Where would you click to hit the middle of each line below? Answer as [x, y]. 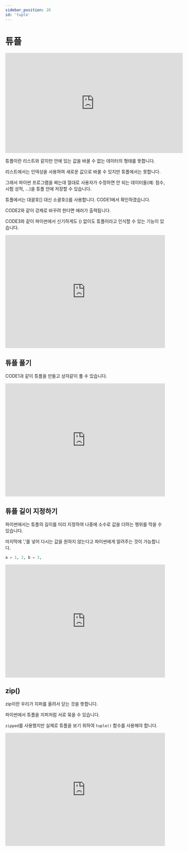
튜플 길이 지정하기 [31, 511]
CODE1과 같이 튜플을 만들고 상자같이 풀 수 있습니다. [56, 376]
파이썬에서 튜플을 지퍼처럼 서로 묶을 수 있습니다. [53, 714]
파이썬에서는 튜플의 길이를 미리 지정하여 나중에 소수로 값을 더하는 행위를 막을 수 [84, 525]
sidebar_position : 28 [28, 10]
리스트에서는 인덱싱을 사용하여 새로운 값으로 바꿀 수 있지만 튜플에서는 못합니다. [83, 172]
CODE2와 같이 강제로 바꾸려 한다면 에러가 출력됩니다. [58, 210]
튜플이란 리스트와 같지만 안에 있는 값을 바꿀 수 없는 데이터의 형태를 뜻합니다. [80, 161]
